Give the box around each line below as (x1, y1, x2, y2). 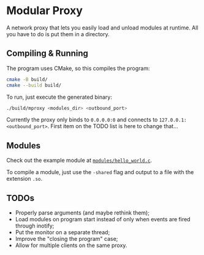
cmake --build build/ (6, 82, 62, 88)
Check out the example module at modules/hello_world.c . (6, 157, 152, 164)
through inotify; (15, 222, 55, 229)
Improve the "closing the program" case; (15, 235, 118, 242)
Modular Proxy (6, 4, 83, 18)
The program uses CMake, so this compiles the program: (6, 64, 150, 72)
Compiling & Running (6, 48, 89, 59)
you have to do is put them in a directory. (6, 30, 110, 37)
